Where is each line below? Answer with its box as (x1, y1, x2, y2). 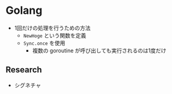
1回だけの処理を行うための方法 (14, 24, 91, 31)
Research (5, 64, 43, 75)
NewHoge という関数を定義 (23, 31, 87, 39)
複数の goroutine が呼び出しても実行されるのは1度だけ (32, 46, 167, 54)
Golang (5, 4, 43, 17)
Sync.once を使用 (23, 39, 66, 46)
